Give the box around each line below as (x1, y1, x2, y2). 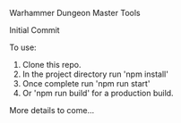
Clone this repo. (22, 60, 82, 70)
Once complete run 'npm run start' (22, 78, 151, 88)
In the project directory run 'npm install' (22, 69, 168, 79)
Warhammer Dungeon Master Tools (9, 8, 141, 18)
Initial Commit (9, 25, 60, 35)
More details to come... (9, 105, 95, 115)
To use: (9, 42, 38, 53)
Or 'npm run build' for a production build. (22, 88, 174, 98)
